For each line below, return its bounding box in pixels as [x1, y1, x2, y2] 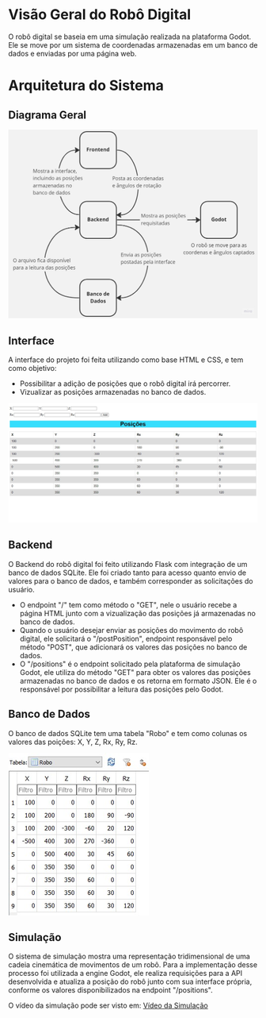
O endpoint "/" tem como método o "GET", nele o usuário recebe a [19, 600, 237, 609]
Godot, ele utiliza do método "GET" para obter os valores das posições [19, 667, 251, 677]
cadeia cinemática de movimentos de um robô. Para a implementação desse [8, 960, 258, 970]
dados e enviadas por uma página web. [8, 48, 137, 58]
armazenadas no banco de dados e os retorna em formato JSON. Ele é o [19, 676, 257, 685]
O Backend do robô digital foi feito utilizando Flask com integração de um [8, 559, 248, 569]
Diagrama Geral [8, 108, 87, 121]
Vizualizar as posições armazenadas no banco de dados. [19, 388, 207, 397]
